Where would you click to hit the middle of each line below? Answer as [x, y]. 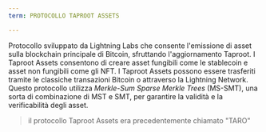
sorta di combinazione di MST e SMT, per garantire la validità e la [116, 96]
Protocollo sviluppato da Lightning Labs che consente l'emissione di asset [130, 46]
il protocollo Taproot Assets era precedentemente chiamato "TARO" [139, 120]
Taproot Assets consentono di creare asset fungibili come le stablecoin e [128, 62]
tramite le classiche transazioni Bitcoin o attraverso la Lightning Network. [129, 79]
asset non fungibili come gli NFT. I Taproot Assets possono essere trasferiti [132, 71]
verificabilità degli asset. [48, 105]
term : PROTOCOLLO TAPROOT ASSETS [64, 16]
